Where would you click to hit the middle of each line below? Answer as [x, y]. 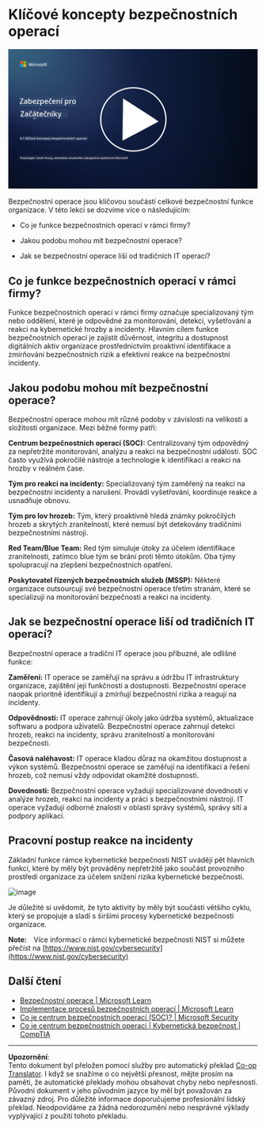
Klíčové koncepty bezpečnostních [123, 15]
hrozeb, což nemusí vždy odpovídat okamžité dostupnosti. [104, 775]
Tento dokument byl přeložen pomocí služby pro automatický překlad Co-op [133, 1065]
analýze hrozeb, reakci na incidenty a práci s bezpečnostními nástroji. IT [126, 798]
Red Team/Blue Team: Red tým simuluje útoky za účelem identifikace [122, 548]
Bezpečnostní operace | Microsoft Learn [85, 1000]
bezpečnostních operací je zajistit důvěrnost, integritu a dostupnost [118, 337]
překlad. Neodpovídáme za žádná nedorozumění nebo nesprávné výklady [129, 1107]
